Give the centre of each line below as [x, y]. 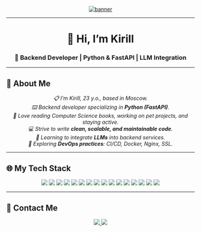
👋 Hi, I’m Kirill [100, 39]
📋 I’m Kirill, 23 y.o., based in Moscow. [100, 98]
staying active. [100, 122]
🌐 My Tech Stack [39, 168]
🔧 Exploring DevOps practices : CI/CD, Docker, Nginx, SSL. [100, 144]
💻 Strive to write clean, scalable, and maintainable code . [100, 129]
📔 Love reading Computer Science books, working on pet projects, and [100, 116]
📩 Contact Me [32, 208]
